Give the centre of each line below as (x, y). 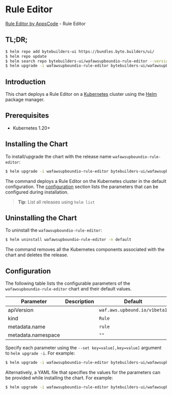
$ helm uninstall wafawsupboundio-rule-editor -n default (68, 240)
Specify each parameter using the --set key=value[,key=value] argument (83, 348)
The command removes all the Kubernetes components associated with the (85, 250)
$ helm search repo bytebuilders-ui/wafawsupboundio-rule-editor (76, 61)
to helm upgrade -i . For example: (40, 353)
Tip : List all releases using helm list (56, 202)
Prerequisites (27, 116)
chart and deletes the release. (37, 255)
